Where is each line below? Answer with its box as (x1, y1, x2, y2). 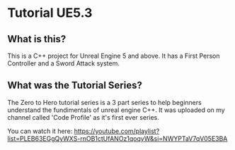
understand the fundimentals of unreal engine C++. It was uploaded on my (7, 106, 225, 114)
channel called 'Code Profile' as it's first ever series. (7, 113, 159, 121)
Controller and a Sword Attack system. (7, 59, 120, 68)
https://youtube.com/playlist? (74, 127, 160, 135)
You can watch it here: (7, 127, 73, 135)
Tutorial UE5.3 (7, 5, 93, 21)
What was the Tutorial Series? (7, 80, 143, 92)
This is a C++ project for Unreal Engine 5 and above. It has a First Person (7, 51, 221, 60)
